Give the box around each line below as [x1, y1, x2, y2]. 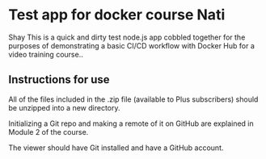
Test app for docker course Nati [8, 6, 226, 24]
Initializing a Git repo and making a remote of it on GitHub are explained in [8, 119, 254, 128]
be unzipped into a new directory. [8, 103, 120, 112]
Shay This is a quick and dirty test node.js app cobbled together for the [8, 32, 246, 42]
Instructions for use [8, 73, 111, 86]
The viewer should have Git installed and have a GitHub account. [8, 143, 224, 153]
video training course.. [8, 49, 83, 59]
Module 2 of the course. [8, 127, 89, 136]
